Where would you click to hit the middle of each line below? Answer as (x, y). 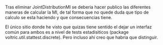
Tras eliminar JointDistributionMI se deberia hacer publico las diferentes (78, 7)
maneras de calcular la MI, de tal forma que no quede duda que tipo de (77, 12)
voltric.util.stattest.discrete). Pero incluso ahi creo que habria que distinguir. (81, 37)
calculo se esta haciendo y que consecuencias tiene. (59, 17)
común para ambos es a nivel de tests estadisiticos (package (67, 32)
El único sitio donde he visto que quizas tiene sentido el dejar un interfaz (79, 27)
